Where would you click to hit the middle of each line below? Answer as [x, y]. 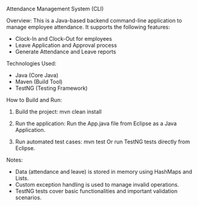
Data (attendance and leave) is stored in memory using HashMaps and [104, 172]
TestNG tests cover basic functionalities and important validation [96, 191]
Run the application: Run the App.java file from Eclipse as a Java [96, 123]
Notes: [15, 160]
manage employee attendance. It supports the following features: [88, 27]
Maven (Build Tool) [39, 82]
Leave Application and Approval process [66, 45]
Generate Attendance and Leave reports [65, 52]
